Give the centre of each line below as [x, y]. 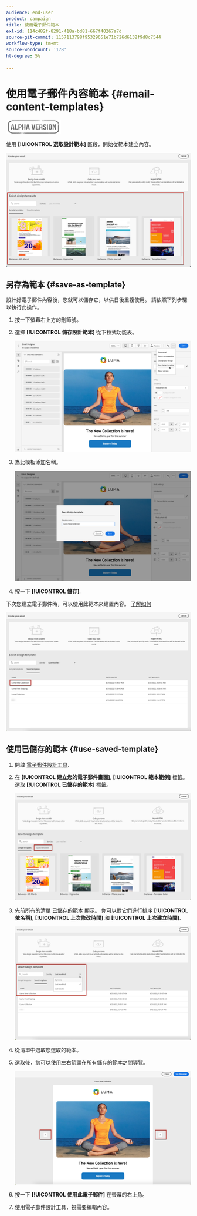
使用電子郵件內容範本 [58, 94]
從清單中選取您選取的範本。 [48, 1050]
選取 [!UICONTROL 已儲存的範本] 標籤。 [63, 784]
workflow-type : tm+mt [33, 44]
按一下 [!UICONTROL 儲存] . [47, 591]
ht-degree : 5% [23, 56]
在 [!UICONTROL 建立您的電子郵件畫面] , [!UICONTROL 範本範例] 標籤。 [101, 777]
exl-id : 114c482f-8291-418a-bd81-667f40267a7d [64, 31]
